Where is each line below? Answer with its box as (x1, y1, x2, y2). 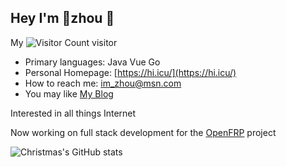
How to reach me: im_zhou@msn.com (24, 77, 182, 89)
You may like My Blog (24, 87, 114, 100)
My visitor (10, 36, 118, 48)
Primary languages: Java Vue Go (24, 56, 161, 68)
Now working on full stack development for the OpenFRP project (10, 126, 277, 138)
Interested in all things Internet (10, 107, 137, 119)
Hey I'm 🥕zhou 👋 (10, 10, 115, 27)
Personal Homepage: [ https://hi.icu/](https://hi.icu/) (24, 66, 237, 78)
